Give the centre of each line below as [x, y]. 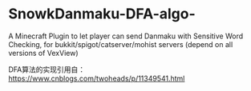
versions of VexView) [43, 53]
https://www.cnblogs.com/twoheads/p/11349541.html [97, 78]
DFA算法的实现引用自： [47, 69]
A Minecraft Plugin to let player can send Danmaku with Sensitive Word [126, 36]
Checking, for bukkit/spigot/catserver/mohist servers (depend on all [121, 44]
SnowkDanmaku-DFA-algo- [102, 14]
